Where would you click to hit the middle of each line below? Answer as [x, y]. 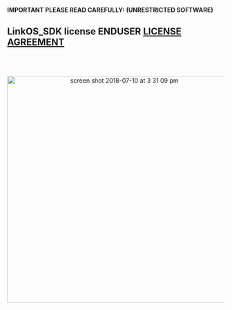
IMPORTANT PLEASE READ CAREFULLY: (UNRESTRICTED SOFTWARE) [110, 10]
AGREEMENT [36, 42]
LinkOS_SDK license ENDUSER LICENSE [94, 31]
